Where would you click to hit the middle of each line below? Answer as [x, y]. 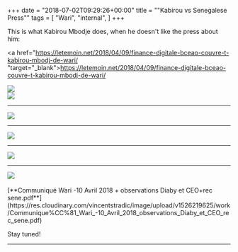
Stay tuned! [24, 234]
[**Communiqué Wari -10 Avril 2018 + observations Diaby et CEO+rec [110, 190]
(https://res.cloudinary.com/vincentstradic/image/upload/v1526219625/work [119, 205]
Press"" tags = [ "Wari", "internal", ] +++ [66, 18]
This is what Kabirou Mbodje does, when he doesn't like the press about [113, 31]
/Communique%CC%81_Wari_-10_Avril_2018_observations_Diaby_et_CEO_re [118, 213]
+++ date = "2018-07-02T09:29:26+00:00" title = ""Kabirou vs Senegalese [118, 10]
